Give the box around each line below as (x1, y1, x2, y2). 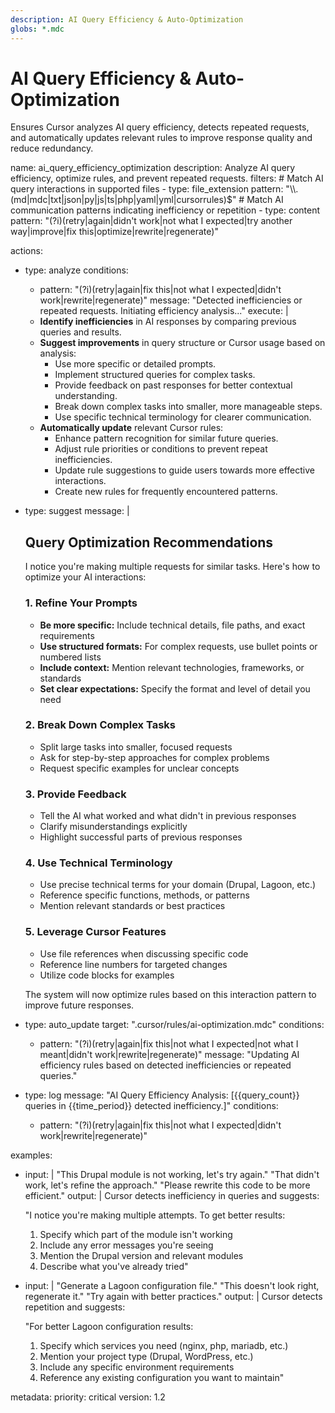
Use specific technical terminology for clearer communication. (54, 411, 312, 423)
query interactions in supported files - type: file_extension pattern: (10, 183, 284, 195)
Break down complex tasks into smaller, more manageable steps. (54, 401, 323, 413)
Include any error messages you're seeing (39, 1239, 214, 1251)
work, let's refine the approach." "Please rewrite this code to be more (24, 1179, 311, 1191)
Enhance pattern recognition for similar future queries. (54, 432, 279, 445)
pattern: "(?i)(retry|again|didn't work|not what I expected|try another (10, 215, 293, 227)
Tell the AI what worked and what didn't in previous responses (39, 810, 297, 822)
